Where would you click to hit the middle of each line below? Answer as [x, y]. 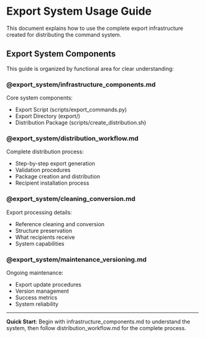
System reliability [37, 304]
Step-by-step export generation [55, 164]
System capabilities [40, 243]
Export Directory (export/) [48, 116]
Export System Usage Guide [79, 11]
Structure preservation [44, 230]
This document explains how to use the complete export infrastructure [95, 28]
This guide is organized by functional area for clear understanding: [90, 68]
